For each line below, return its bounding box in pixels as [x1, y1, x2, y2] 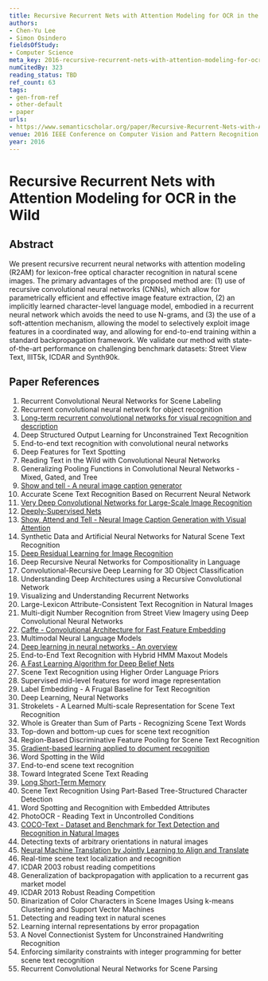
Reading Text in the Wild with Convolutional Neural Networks [20, 455, 221, 465]
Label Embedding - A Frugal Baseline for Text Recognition [20, 684, 211, 694]
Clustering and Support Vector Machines [20, 904, 154, 914]
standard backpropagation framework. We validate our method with [9, 335, 231, 345]
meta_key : [9, 57, 42, 65]
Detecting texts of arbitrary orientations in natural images [20, 837, 209, 846]
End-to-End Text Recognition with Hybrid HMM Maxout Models [20, 651, 228, 660]
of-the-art [9, 344, 42, 353]
